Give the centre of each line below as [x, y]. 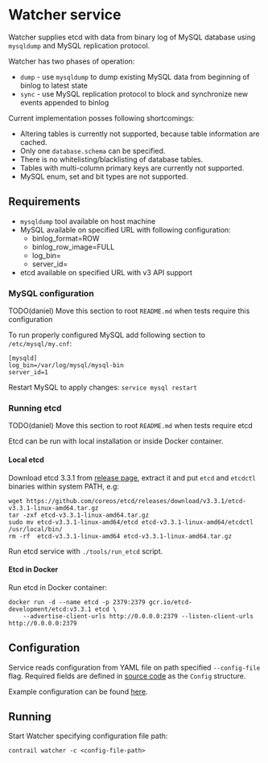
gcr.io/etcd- [171, 602]
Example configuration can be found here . [78, 691]
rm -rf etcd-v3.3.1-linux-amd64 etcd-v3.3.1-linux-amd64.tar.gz [120, 536]
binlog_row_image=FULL [73, 246]
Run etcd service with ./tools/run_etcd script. [86, 551]
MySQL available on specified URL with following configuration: [125, 229]
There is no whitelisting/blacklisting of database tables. [111, 159]
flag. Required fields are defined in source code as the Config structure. [127, 676]
